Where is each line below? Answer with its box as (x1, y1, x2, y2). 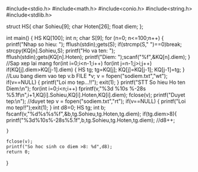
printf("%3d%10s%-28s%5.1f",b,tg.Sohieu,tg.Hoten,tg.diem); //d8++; (6, 117, 175, 124)
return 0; (6, 149, 31, 155)
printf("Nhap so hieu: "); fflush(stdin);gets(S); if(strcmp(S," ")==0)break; (6, 41, 182, 48)
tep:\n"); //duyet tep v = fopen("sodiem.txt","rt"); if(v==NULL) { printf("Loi (6, 98, 186, 105)
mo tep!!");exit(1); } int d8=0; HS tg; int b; (6, 104, 106, 111)
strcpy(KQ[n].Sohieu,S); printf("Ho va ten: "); (6, 47, 116, 54)
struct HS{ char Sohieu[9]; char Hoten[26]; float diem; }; (6, 23, 144, 30)
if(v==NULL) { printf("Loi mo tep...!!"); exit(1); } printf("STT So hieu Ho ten (6, 79, 186, 86)
